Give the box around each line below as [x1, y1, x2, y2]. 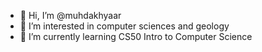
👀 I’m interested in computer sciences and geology [19, 20, 230, 32]
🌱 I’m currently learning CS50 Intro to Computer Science [19, 31, 253, 42]
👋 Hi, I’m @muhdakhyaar [19, 10, 122, 21]
